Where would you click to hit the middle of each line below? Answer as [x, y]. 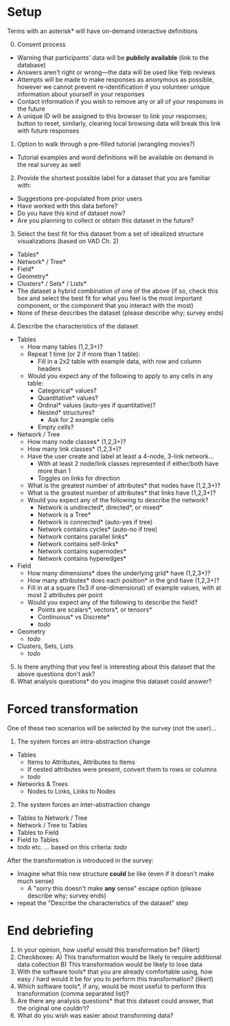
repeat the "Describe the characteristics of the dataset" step [103, 903]
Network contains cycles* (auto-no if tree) [97, 529]
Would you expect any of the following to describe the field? [112, 602]
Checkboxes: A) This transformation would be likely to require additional [119, 957]
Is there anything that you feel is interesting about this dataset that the [116, 667]
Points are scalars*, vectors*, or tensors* [95, 610]
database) [31, 65]
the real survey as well [49, 164]
